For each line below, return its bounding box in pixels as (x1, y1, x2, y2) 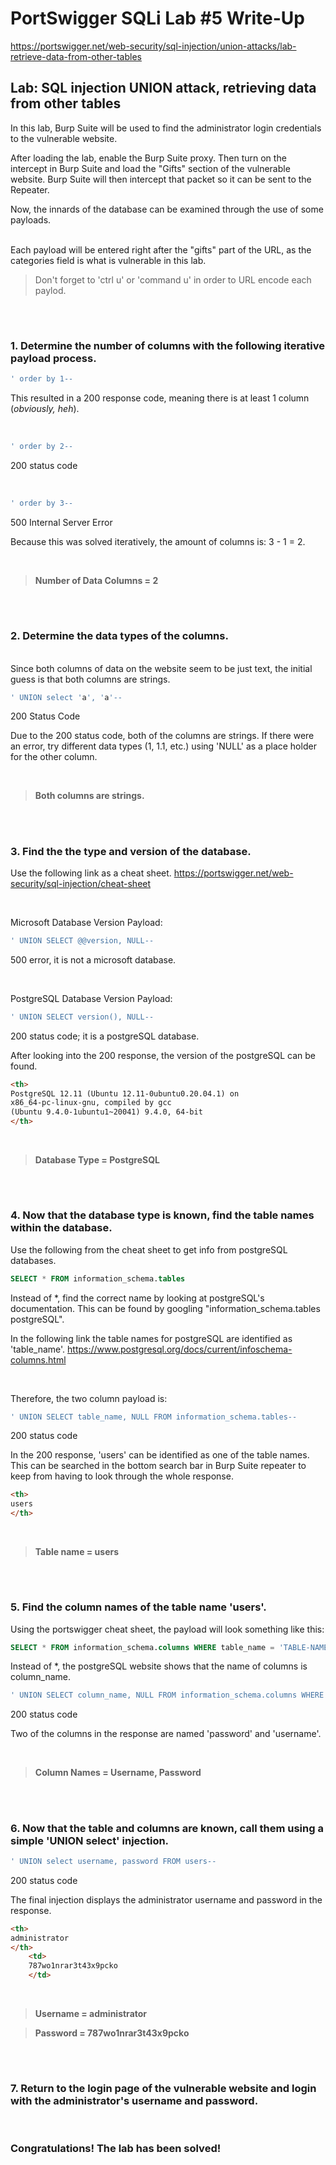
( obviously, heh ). (10, 403, 80, 415)
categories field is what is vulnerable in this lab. (10, 254, 207, 266)
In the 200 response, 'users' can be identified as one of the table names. (10, 1449, 310, 1461)
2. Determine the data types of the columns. (10, 629, 229, 643)
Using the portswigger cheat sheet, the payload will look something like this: (10, 1623, 325, 1635)
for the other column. (10, 751, 98, 763)
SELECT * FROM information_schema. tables (10, 1273, 186, 1284)
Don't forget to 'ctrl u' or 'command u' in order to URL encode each (34, 273, 312, 286)
